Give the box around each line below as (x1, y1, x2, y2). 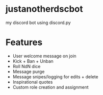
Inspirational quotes (12, 79, 53, 85)
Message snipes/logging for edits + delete (12, 73, 99, 79)
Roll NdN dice (12, 63, 41, 69)
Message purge (12, 69, 45, 74)
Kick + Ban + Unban (12, 58, 53, 64)
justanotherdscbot (5, 3, 83, 15)
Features (5, 37, 43, 48)
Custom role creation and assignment (12, 84, 89, 90)
